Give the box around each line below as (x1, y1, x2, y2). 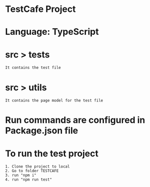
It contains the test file (5, 65, 61, 70)
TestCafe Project (5, 3, 76, 15)
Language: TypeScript (5, 26, 99, 38)
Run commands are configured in (5, 115, 146, 126)
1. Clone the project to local (5, 164, 70, 169)
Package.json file (5, 125, 78, 136)
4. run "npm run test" (5, 177, 52, 182)
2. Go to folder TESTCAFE (5, 169, 59, 174)
